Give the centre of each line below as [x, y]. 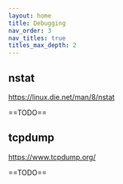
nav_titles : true [37, 38]
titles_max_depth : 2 [43, 46]
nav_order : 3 [30, 30]
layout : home [30, 16]
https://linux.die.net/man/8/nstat [61, 97]
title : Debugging [37, 23]
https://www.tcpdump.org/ [52, 157]
